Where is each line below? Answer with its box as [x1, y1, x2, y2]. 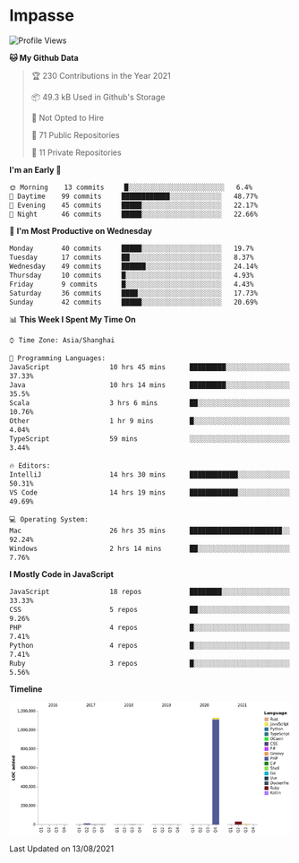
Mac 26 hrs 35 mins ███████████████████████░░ [9, 526, 291, 535]
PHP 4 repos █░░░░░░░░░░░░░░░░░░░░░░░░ [9, 623, 291, 632]
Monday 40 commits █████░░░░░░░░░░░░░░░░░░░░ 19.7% [9, 244, 254, 253]
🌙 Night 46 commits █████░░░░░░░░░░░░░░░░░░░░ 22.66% [9, 210, 258, 219]
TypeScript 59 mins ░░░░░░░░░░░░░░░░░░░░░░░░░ [9, 434, 291, 444]
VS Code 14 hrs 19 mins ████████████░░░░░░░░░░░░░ [9, 488, 291, 497]
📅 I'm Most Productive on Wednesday [9, 225, 152, 236]
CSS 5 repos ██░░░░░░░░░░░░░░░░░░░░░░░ [9, 605, 291, 614]
